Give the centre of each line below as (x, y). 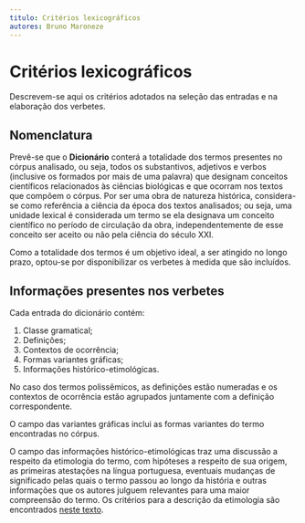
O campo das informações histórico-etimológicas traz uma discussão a (144, 452)
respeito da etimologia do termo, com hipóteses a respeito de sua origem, (148, 461)
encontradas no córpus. (55, 434)
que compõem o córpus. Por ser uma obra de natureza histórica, (131, 196)
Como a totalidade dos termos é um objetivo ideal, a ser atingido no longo (148, 253)
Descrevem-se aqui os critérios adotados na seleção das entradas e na (144, 97)
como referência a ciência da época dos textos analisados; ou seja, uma (156, 205)
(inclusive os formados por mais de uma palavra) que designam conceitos (149, 177)
